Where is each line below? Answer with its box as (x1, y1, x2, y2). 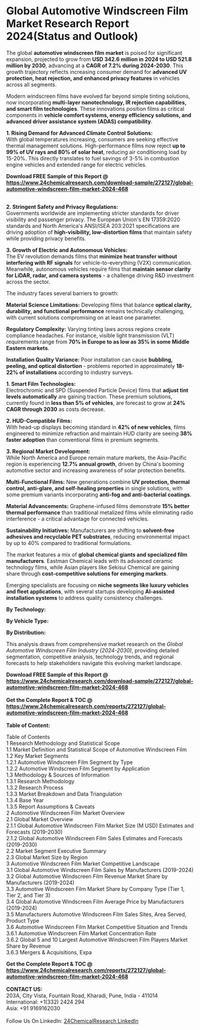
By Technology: (6, 605, 46, 613)
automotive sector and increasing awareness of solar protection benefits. (6, 466, 186, 474)
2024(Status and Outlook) (6, 30, 139, 43)
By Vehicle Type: (6, 617, 49, 624)
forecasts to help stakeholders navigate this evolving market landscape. (6, 659, 183, 666)
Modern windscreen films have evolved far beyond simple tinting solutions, (6, 92, 190, 100)
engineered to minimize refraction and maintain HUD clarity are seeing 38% (6, 429, 192, 437)
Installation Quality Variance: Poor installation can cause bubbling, (6, 356, 173, 363)
